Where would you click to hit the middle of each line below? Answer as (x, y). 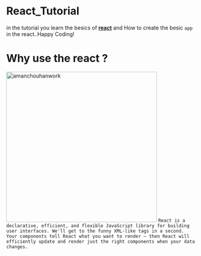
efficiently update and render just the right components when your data (101, 242)
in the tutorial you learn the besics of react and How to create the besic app (100, 28)
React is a (172, 221)
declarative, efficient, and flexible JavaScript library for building (98, 226)
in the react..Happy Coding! (40, 34)
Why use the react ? (57, 59)
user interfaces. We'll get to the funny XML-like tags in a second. (95, 231)
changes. (17, 247)
